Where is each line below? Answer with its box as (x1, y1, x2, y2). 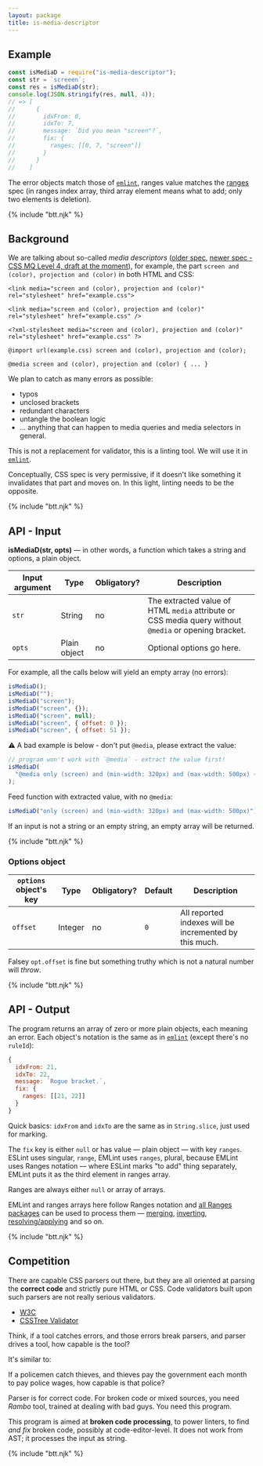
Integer (58, 921, 85, 932)
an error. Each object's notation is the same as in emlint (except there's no (8, 1032, 249, 1041)
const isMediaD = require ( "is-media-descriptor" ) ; (8, 68, 177, 77)
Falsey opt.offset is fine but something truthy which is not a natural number (8, 957, 254, 966)
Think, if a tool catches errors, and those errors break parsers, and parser (8, 1331, 247, 1340)
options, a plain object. (8, 554, 82, 563)
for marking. (8, 1129, 48, 1139)
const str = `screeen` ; (8, 76, 86, 84)
